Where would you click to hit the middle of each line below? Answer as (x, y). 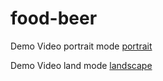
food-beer (54, 18)
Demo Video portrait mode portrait (81, 46)
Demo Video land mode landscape (81, 65)
